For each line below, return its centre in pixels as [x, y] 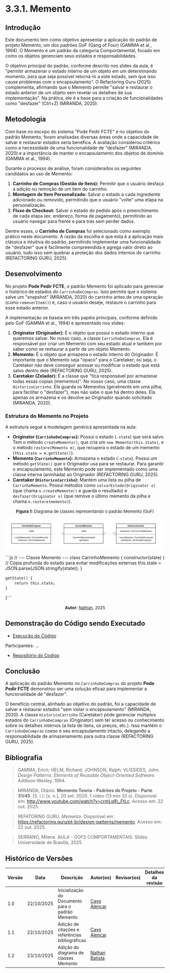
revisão [155, 883]
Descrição [72, 877]
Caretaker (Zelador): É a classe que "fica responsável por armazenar [85, 376]
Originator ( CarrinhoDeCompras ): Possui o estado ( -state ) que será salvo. [89, 437]
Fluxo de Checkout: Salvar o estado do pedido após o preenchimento [86, 210]
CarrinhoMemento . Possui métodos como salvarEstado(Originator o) [84, 485]
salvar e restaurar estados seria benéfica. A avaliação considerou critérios [83, 142]
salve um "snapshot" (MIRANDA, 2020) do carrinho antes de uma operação [84, 297]
